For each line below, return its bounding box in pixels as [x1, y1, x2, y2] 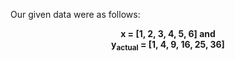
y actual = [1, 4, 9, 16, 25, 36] [111, 39, 225, 53]
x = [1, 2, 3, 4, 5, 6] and [120, 28, 216, 39]
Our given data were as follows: [10, 9, 141, 20]
